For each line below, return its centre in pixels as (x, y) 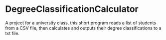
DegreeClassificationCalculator (72, 9)
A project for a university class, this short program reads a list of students (81, 23)
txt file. (12, 33)
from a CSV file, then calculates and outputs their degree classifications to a (83, 28)
